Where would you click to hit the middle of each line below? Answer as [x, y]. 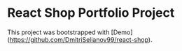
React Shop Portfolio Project [91, 13]
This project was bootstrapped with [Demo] [70, 32]
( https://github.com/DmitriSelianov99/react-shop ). [80, 39]
